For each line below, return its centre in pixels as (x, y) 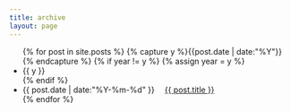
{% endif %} (45, 80)
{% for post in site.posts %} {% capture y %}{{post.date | (128, 51)
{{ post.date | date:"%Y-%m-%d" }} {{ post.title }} (118, 90)
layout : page (34, 26)
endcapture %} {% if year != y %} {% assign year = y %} (140, 61)
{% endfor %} (48, 99)
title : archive (38, 17)
